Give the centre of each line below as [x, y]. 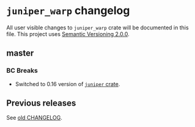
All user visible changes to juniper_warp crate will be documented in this [97, 27]
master [20, 53]
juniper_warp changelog [68, 11]
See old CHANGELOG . [34, 118]
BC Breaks [22, 71]
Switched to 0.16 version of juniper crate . [68, 84]
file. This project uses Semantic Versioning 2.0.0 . [68, 34]
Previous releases [41, 103]
